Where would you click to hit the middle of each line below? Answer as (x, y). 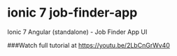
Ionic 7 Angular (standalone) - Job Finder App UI (77, 32)
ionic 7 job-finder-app (72, 13)
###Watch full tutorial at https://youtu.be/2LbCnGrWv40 (88, 45)
